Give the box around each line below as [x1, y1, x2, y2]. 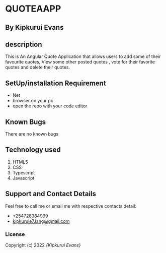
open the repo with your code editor [12, 103, 88, 109]
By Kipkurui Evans [5, 23, 64, 32]
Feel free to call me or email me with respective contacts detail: [5, 203, 137, 209]
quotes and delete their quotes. [5, 64, 70, 71]
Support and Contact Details [5, 189, 97, 198]
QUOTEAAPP [5, 3, 61, 15]
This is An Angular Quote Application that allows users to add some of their [5, 53, 161, 59]
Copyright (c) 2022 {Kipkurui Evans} [5, 242, 81, 248]
